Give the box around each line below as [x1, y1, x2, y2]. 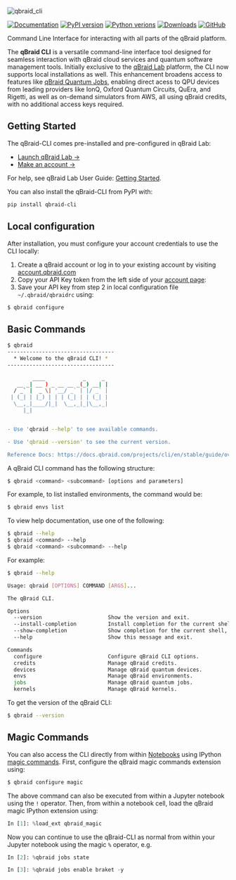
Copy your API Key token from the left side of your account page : [17, 275, 207, 283]
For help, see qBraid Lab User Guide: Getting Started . [7, 174, 162, 182]
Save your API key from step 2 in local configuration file [17, 283, 179, 291]
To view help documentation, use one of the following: [7, 516, 165, 525]
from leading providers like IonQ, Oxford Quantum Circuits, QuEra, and [7, 85, 211, 94]
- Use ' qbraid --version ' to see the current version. [7, 438, 171, 445]
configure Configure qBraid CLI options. [13, 653, 199, 660]
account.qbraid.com [17, 267, 77, 276]
